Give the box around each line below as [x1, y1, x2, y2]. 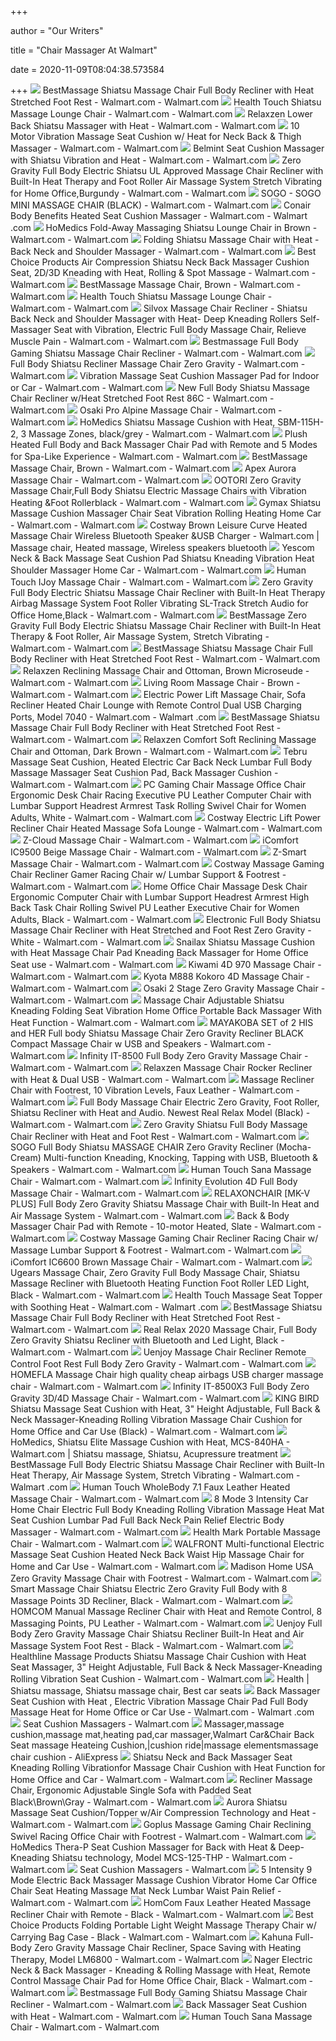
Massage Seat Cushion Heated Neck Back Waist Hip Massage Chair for [10, 1549, 305, 1560]
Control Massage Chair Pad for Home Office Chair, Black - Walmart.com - [10, 1975, 314, 1986]
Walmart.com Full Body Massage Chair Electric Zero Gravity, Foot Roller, [10, 1096, 320, 1108]
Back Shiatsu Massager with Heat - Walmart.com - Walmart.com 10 [10, 120, 300, 131]
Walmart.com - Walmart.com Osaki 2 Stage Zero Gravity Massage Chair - [10, 982, 326, 994]
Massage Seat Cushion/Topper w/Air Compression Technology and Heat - [10, 1807, 317, 1818]
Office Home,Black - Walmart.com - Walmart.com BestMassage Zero [10, 609, 307, 621]
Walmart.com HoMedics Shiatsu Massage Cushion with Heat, [10, 416, 276, 428]
